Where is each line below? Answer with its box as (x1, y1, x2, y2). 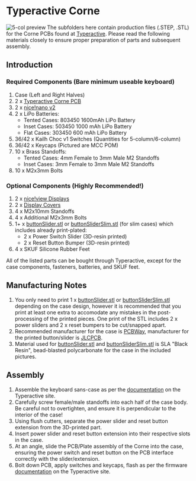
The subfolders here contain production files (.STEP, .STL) (47, 24, 189, 31)
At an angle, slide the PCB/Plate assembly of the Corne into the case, (14, 442, 184, 450)
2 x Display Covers (14, 201, 61, 208)
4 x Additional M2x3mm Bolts (14, 214, 87, 221)
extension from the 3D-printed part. (14, 423, 102, 431)
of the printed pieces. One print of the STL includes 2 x (43, 315, 178, 322)
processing (14, 315, 43, 322)
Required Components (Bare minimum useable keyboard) (6, 78, 175, 86)
